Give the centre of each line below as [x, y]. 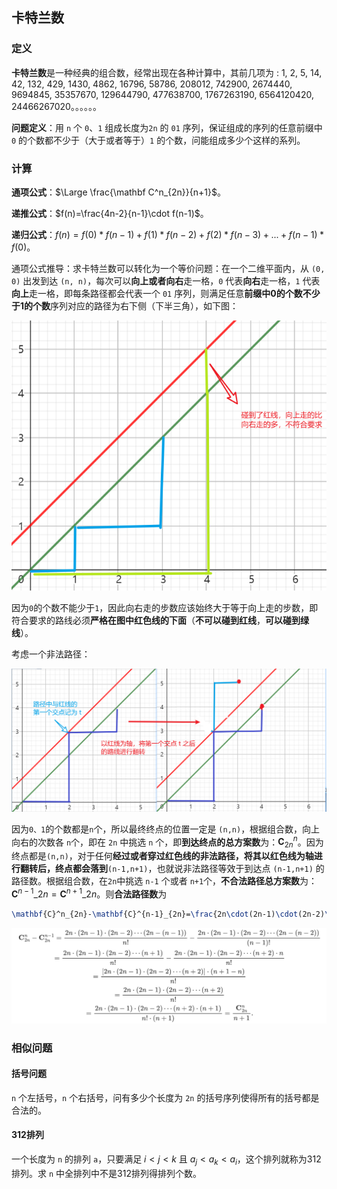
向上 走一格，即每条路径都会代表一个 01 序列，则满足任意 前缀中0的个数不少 [166, 293]
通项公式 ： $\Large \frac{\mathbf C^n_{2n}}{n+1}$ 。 [118, 192]
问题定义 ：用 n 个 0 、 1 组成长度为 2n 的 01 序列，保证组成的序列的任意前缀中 [167, 127]
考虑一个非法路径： [51, 654]
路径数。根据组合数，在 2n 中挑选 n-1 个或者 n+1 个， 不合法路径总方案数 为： [164, 881]
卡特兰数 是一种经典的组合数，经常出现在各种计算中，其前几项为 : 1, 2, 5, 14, [167, 72]
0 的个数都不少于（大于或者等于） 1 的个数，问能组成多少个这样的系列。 [158, 140]
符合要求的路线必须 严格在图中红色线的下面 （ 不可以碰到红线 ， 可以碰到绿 [160, 620]
